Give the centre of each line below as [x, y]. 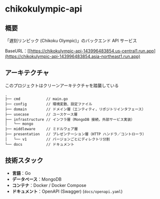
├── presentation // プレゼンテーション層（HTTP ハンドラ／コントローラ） [76, 134]
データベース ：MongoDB [37, 179]
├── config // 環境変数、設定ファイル [49, 104]
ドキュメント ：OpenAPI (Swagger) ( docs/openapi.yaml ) [67, 191]
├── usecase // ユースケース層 [41, 114]
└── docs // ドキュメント [40, 144]
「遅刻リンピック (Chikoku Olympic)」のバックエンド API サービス [71, 41]
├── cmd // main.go [36, 99]
